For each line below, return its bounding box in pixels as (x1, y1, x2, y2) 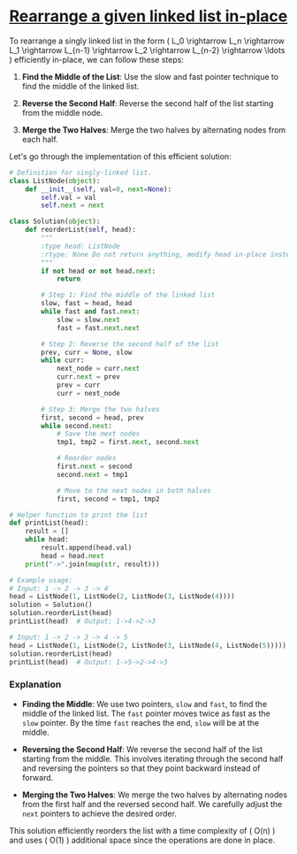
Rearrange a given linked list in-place (9, 6, 288, 27)
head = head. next (41, 551, 104, 560)
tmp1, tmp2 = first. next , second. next (56, 438, 200, 447)
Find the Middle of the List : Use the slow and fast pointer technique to (21, 71, 279, 81)
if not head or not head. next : (41, 266, 156, 275)
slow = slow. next (56, 315, 121, 324)
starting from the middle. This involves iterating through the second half (21, 753, 284, 764)
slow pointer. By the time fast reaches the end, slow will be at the (21, 717, 259, 727)
